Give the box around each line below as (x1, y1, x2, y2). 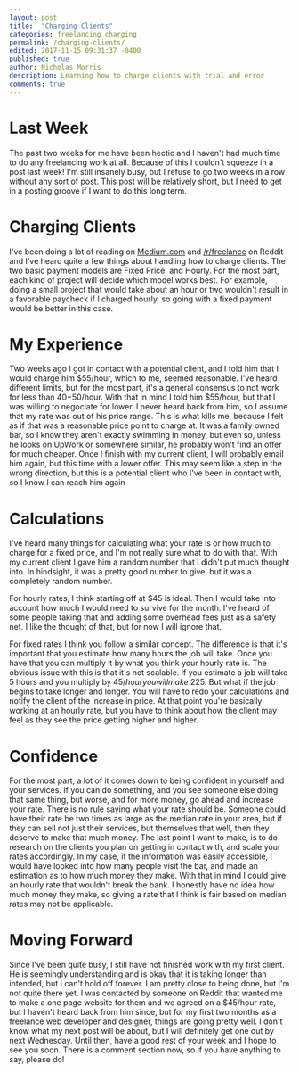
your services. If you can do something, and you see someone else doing (9, 785, 279, 796)
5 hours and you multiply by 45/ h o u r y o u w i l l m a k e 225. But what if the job (9, 677, 276, 688)
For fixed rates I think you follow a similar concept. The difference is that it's (9, 639, 287, 649)
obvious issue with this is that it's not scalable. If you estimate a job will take (9, 667, 288, 678)
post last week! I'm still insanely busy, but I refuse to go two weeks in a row (9, 166, 286, 177)
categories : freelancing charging (9, 29, 138, 38)
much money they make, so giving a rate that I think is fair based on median (9, 889, 287, 900)
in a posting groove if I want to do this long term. (9, 185, 187, 196)
